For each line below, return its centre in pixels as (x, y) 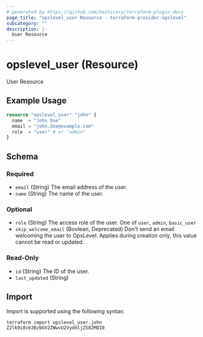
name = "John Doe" (37, 120)
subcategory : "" (27, 23)
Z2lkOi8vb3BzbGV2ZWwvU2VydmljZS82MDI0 (55, 328)
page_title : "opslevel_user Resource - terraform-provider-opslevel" (97, 18)
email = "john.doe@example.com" (53, 126)
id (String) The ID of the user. (52, 271)
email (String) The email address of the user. (71, 187)
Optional (19, 209)
